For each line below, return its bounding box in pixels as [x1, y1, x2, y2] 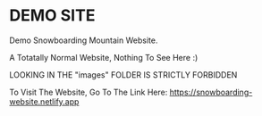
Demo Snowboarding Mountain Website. [9, 35, 158, 46]
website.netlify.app [9, 95, 80, 107]
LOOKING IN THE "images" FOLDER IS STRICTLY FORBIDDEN [9, 69, 238, 80]
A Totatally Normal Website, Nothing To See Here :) [9, 52, 199, 62]
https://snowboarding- [169, 87, 253, 97]
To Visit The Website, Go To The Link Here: [9, 87, 168, 97]
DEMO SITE [9, 5, 96, 26]
